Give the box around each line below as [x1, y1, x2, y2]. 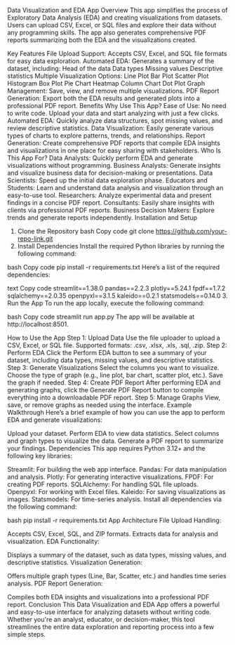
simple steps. [7, 630, 46, 638]
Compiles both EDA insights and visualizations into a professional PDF [7, 593, 210, 601]
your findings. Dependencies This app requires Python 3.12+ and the [7, 444, 206, 452]
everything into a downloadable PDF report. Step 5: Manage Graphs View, [7, 393, 221, 401]
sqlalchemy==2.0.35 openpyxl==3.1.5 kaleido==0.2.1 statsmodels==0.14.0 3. [7, 291, 228, 300]
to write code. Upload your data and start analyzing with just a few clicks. [7, 109, 220, 117]
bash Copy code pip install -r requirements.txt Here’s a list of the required [7, 263, 220, 271]
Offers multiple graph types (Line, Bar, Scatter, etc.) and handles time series [7, 572, 227, 580]
